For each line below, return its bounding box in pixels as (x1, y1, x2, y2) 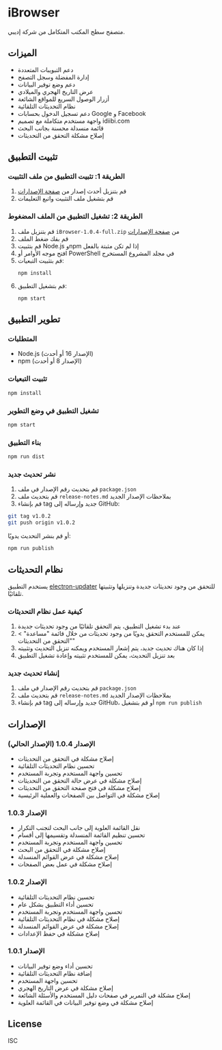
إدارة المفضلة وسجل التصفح (17, 73, 89, 81)
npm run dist (8, 453, 45, 460)
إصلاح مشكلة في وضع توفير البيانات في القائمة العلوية (17, 998, 154, 1006)
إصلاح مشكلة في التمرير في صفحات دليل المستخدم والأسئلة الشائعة (17, 991, 191, 999)
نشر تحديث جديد (8, 469, 57, 479)
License (8, 1018, 42, 1030)
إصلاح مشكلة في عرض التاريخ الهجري (17, 983, 113, 992)
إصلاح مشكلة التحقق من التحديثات (17, 131, 105, 139)
